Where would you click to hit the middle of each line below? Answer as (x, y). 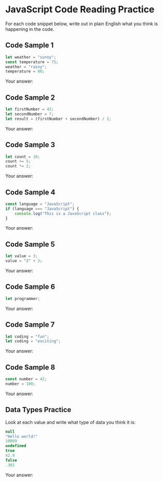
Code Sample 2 (30, 97)
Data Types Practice (38, 410)
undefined (16, 446)
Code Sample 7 (30, 325)
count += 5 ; (18, 161)
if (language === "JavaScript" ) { (42, 209)
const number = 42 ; (26, 379)
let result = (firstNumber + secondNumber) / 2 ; (58, 119)
